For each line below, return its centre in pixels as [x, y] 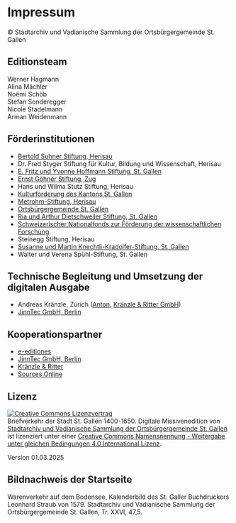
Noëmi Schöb [27, 94]
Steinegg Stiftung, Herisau [56, 239]
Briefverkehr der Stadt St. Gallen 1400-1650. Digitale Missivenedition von [114, 421]
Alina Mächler [28, 87]
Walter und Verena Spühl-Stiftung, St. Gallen [82, 254]
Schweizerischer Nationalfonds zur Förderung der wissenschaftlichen [119, 224]
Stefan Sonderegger [37, 101]
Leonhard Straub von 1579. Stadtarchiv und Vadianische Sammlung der [111, 504]
